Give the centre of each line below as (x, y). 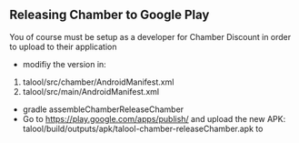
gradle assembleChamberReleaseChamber (103, 109)
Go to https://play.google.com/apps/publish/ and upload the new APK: (154, 118)
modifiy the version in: (64, 64)
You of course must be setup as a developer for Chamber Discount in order (150, 36)
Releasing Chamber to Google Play (110, 15)
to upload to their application (63, 46)
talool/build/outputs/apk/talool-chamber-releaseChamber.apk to (143, 128)
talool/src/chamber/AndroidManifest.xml (98, 82)
